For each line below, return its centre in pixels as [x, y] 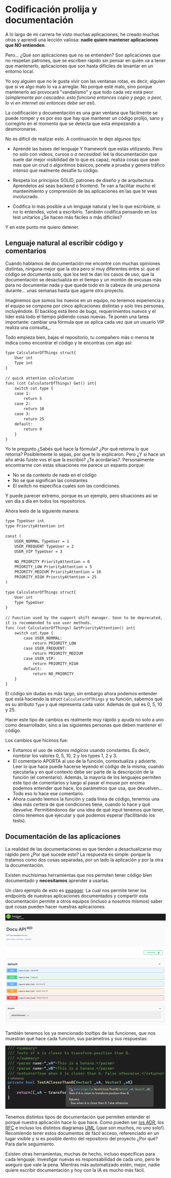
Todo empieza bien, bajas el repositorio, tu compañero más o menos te [80, 337]
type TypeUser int [25, 521]
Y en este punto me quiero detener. [42, 227]
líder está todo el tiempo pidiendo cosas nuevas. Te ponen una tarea [77, 317]
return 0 [33, 429]
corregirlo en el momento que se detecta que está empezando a [73, 123]
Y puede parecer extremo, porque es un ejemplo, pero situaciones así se [81, 495]
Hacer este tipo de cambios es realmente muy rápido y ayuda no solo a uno [84, 719]
